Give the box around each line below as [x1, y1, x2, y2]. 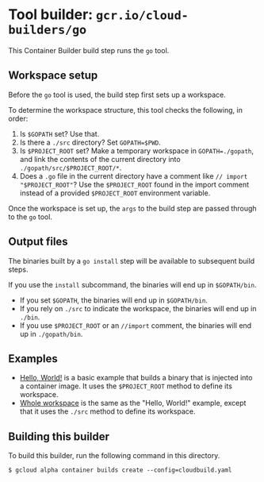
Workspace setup [8, 69, 98, 83]
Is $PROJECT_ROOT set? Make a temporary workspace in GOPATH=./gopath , [19, 145, 254, 156]
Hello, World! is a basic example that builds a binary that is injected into [19, 373, 253, 383]
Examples [8, 352, 58, 365]
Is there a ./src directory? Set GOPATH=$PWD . [19, 137, 161, 147]
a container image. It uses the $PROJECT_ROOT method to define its [19, 381, 232, 391]
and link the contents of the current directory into [19, 154, 181, 164]
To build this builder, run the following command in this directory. [8, 451, 220, 461]
